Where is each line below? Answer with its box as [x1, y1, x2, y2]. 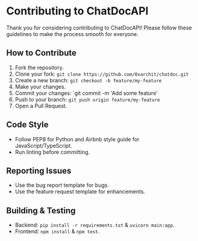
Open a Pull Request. [14, 102, 67, 109]
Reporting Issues [6, 165, 72, 175]
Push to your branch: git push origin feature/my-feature [14, 96, 161, 103]
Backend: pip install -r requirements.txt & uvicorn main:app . [14, 221, 175, 229]
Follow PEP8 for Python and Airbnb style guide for [14, 135, 140, 142]
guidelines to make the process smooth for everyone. [6, 30, 138, 37]
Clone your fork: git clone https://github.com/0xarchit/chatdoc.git [14, 70, 189, 78]
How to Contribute [6, 48, 77, 58]
